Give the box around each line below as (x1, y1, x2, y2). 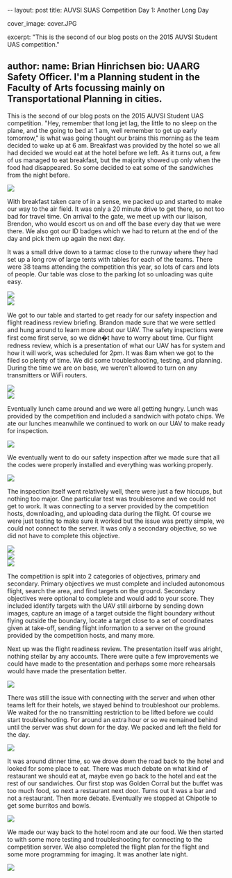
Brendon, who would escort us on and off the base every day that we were (7, 219, 221, 228)
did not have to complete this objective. (7, 531, 120, 540)
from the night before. (7, 171, 70, 179)
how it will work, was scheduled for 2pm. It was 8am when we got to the (7, 348, 214, 357)
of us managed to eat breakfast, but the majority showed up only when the (7, 156, 221, 164)
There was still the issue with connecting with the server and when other (7, 693, 215, 702)
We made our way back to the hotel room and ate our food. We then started (7, 828, 224, 836)
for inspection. (7, 426, 49, 434)
